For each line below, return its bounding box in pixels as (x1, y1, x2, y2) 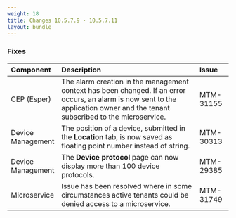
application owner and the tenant (61, 103, 170, 113)
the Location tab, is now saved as (61, 132, 173, 141)
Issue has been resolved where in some (61, 181, 192, 191)
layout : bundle (7, 23, 52, 30)
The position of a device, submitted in (61, 123, 186, 133)
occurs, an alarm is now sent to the (61, 94, 177, 104)
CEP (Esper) (11, 94, 51, 104)
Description (61, 65, 102, 75)
